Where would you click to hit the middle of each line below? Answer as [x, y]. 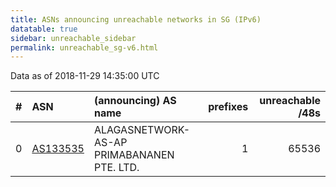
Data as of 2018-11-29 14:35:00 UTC [85, 76]
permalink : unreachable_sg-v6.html [84, 47]
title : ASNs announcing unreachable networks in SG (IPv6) [136, 19]
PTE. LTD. [116, 168]
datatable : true [44, 29]
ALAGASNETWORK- [142, 130]
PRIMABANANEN [134, 155]
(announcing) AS [135, 101]
